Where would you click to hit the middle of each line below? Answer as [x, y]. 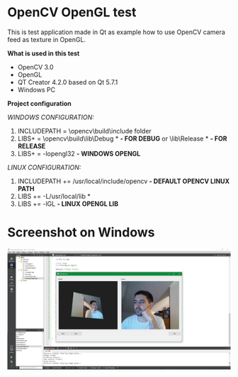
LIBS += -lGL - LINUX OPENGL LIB [68, 204]
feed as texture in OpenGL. [47, 39]
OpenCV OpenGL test [72, 12]
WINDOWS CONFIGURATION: [51, 117]
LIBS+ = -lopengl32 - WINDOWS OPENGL [79, 153]
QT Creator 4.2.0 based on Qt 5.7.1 [68, 82]
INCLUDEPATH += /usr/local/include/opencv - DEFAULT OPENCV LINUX [124, 181]
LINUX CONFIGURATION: [44, 167]
